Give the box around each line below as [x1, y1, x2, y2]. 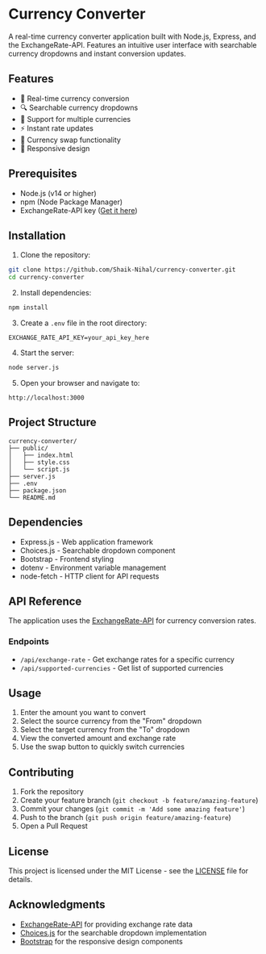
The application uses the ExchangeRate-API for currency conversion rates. [8, 616, 256, 626]
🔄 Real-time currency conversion [19, 94, 130, 103]
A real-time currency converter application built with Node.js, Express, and [8, 31, 256, 41]
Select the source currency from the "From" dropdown [19, 716, 202, 726]
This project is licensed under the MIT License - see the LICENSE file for [8, 866, 248, 876]
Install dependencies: [19, 288, 92, 298]
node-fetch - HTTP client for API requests [19, 571, 160, 581]
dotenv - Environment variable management [19, 563, 167, 572]
